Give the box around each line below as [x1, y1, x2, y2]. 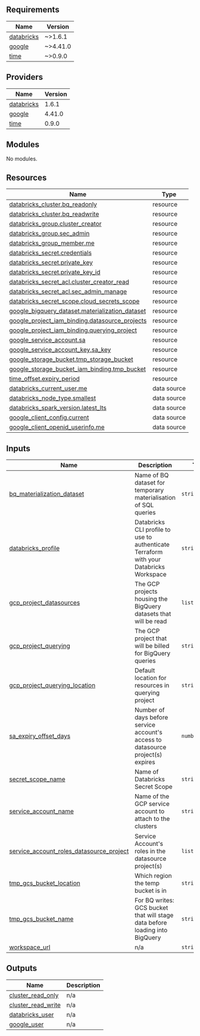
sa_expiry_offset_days [9, 732, 71, 740]
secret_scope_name [9, 775, 65, 783]
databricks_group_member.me [9, 239, 95, 247]
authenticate [135, 541, 170, 549]
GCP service [135, 800, 170, 808]
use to [135, 533, 152, 541]
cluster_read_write [9, 1001, 61, 1009]
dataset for [135, 479, 165, 487]
